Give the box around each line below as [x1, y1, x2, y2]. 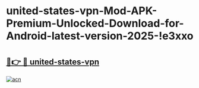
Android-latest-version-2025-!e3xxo [6, 30, 194, 43]
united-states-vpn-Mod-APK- [6, 4, 157, 18]
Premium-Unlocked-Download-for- [6, 17, 184, 30]
